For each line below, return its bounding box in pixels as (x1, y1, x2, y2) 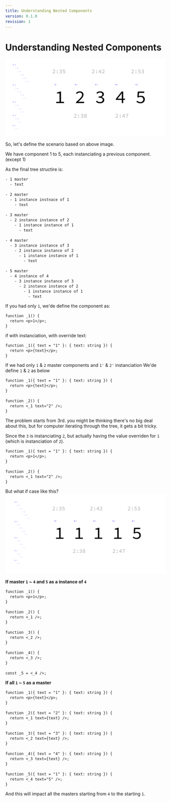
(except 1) (5, 156, 26, 163)
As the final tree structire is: (5, 166, 64, 173)
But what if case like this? (5, 488, 59, 494)
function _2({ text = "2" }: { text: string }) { (5, 711, 113, 716)
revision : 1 (5, 19, 31, 24)
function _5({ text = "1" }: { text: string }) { (5, 772, 113, 777)
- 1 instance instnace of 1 (10, 197, 70, 202)
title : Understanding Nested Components (5, 8, 93, 13)
